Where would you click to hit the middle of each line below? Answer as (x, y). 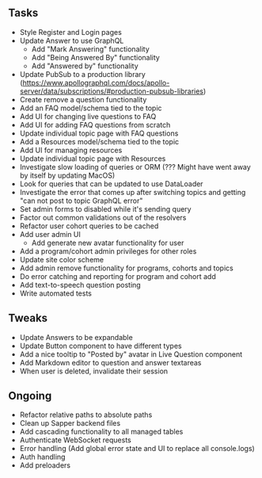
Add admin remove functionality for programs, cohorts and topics (126, 268)
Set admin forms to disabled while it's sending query (105, 208)
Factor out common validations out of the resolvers (103, 217)
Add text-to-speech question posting (80, 285)
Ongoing (30, 396)
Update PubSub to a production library (83, 74)
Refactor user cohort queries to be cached (89, 226)
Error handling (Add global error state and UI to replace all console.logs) (137, 449)
